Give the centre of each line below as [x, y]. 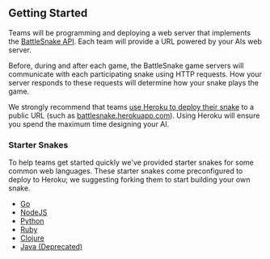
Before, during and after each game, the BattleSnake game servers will [126, 65]
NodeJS [34, 212]
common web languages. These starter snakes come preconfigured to [126, 171]
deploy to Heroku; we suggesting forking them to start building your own [129, 180]
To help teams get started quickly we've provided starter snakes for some [131, 163]
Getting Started [48, 13]
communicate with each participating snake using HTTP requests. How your [135, 74]
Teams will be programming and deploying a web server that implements [130, 32]
